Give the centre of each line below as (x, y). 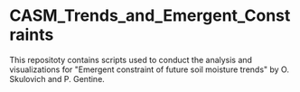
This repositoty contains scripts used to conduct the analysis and (131, 60)
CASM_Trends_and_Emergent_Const (150, 16)
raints (32, 35)
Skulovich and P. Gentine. (57, 78)
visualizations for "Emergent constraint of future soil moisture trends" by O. (149, 69)
